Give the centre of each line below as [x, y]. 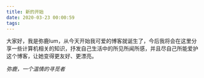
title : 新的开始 [25, 12]
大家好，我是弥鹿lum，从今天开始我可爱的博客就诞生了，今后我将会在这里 [99, 41]
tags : [13, 23]
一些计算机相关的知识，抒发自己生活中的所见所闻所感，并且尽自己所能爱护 [105, 48]
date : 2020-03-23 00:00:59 [40, 18]
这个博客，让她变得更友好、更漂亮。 [52, 56]
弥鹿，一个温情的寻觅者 [36, 69]
